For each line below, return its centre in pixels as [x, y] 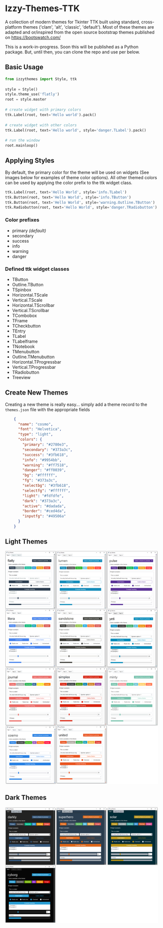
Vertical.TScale [27, 300]
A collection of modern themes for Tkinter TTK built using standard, [73, 22]
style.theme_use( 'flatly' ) [32, 94]
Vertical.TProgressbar [34, 367]
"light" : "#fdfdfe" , [43, 496]
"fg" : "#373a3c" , [40, 481]
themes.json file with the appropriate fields [48, 409]
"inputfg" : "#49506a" [44, 516]
